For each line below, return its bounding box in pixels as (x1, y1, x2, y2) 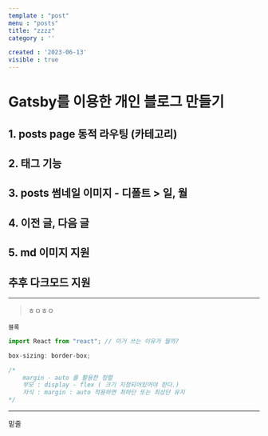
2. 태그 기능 (8, 157, 62, 170)
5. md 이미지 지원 (8, 246, 90, 260)
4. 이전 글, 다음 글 (8, 216, 90, 230)
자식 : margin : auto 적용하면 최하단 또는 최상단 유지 (22, 389, 185, 397)
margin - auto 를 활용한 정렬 (22, 374, 113, 382)
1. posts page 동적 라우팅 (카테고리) (8, 127, 178, 141)
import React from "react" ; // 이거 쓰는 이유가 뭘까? (8, 337, 179, 345)
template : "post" (8, 11, 69, 20)
